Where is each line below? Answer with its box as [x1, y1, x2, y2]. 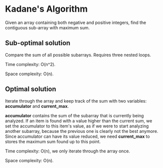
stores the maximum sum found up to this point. [5, 138, 101, 145]
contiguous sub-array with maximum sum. [5, 24, 90, 30]
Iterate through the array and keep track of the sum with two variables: [5, 98, 147, 104]
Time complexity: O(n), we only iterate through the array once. [5, 148, 130, 154]
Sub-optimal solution [5, 39, 71, 47]
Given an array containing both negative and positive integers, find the [5, 20, 146, 25]
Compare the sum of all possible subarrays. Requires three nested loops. [5, 52, 151, 58]
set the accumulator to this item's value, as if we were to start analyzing [5, 123, 149, 129]
